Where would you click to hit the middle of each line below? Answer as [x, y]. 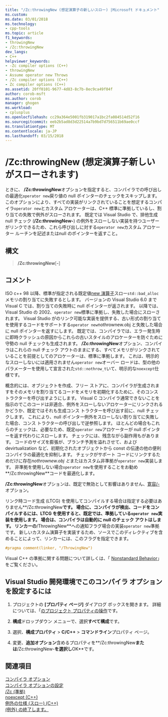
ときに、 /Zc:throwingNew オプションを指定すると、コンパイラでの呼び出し [83, 190]
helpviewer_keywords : [28, 61]
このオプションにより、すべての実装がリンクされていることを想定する [77, 202]
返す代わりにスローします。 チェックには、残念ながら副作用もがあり [84, 436]
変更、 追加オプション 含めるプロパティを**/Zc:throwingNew [74, 642]
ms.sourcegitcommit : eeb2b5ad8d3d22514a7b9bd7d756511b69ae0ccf [72, 122]
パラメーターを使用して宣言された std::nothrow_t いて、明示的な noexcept [80, 368]
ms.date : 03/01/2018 [27, 19]
